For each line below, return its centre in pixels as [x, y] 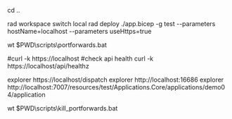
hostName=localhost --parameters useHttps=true [79, 31]
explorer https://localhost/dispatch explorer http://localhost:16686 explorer [116, 80]
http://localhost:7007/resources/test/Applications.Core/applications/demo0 [116, 87]
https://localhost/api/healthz [48, 66]
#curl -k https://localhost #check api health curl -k [80, 58]
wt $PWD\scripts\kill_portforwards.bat [63, 108]
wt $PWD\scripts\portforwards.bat [57, 45]
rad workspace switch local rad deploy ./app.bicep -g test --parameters [111, 24]
